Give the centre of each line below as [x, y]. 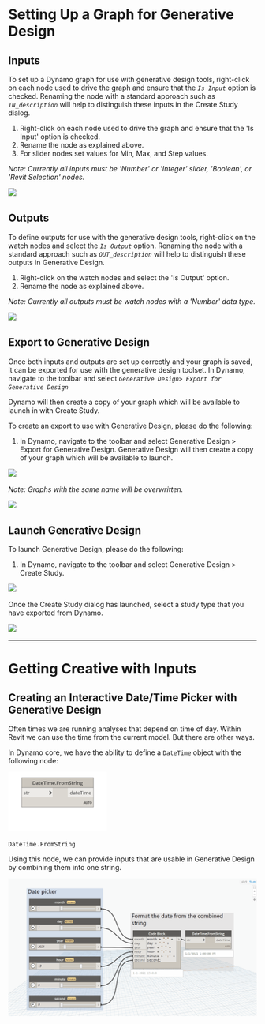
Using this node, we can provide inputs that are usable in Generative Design [131, 859]
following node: [34, 761]
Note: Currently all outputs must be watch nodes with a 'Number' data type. [132, 301]
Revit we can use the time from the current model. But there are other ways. [131, 737]
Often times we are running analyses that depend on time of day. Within [125, 729]
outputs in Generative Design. [56, 262]
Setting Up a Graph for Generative [121, 15]
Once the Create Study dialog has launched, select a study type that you [126, 605]
